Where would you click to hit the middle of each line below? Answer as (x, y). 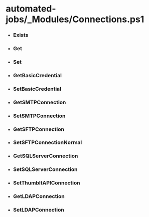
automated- (31, 9)
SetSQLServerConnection (45, 169)
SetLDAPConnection (38, 210)
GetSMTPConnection (39, 102)
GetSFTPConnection (39, 129)
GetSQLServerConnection (45, 156)
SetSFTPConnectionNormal (47, 142)
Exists (21, 35)
